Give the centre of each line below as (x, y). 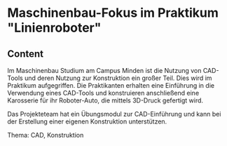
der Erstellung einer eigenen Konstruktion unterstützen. (87, 121)
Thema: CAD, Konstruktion (46, 135)
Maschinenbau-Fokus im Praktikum (113, 13)
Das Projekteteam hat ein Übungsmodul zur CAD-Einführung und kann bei (114, 114)
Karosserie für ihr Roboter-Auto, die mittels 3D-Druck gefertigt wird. (105, 100)
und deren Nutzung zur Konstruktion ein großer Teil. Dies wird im (118, 78)
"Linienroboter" (54, 28)
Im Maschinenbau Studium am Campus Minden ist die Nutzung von (104, 71)
